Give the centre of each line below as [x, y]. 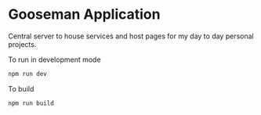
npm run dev [27, 74]
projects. [22, 44]
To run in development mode [54, 59]
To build [21, 88]
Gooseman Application [84, 14]
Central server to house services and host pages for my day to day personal [131, 36]
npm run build [31, 103]
